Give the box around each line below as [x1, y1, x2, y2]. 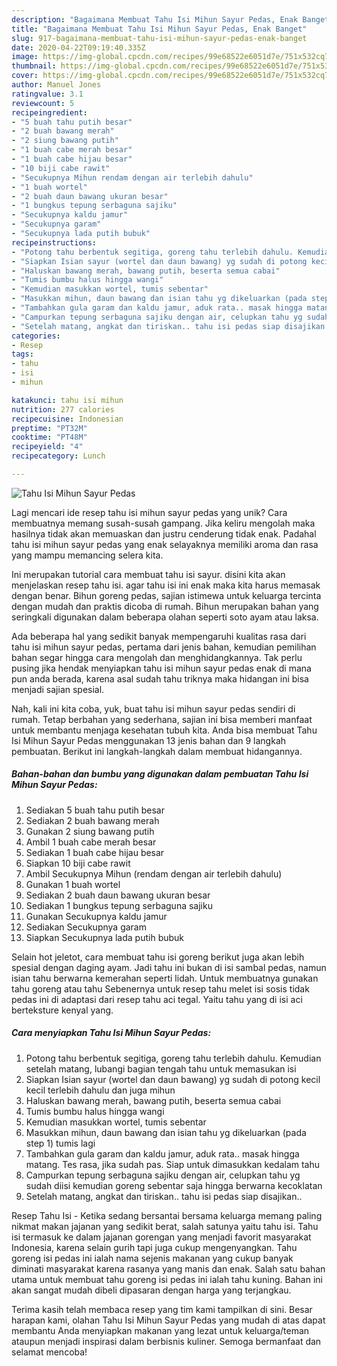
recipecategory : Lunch [11, 451, 106, 461]
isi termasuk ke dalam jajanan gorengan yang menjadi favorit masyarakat [11, 1231, 312, 1243]
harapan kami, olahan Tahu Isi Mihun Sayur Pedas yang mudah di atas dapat [11, 1314, 326, 1326]
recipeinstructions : [11, 237, 98, 248]
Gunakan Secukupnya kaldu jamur [25, 910, 168, 922]
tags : [11, 349, 34, 360]
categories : [11, 331, 61, 341]
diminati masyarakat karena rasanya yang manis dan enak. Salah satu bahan [11, 1262, 326, 1275]
